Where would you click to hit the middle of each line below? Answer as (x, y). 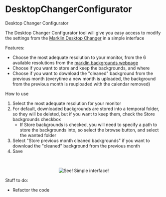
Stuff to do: (17, 180)
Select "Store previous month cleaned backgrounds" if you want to (81, 140)
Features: (15, 47)
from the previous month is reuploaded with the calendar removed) (81, 84)
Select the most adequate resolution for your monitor (67, 103)
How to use (17, 93)
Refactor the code (31, 190)
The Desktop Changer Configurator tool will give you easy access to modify (83, 32)
